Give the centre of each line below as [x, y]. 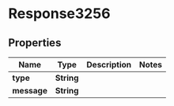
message [30, 91]
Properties [35, 43]
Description [109, 65]
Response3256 [59, 14]
